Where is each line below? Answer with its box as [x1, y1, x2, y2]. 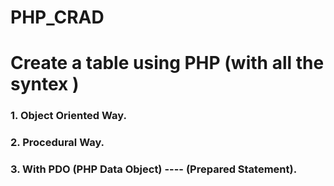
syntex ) [10, 73, 80, 96]
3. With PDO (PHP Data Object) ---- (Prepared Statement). [10, 162, 298, 176]
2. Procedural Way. [10, 136, 105, 150]
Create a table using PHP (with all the [10, 52, 325, 75]
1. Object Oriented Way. [10, 109, 127, 123]
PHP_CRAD [10, 6, 105, 29]
